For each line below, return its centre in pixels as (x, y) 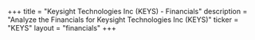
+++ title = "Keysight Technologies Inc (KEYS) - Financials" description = (127, 11)
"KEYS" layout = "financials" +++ (62, 28)
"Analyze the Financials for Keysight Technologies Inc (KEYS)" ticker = (123, 20)
